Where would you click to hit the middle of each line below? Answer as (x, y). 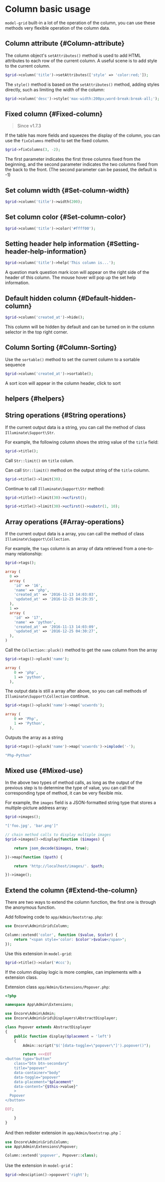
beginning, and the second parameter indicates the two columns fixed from (82, 164)
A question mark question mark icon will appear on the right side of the (77, 272)
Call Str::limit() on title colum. (40, 460)
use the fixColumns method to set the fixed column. (57, 141)
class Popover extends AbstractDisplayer (48, 1027)
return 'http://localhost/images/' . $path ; (59, 866)
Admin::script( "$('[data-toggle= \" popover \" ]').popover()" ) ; (87, 1045)
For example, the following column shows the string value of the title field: (82, 442)
